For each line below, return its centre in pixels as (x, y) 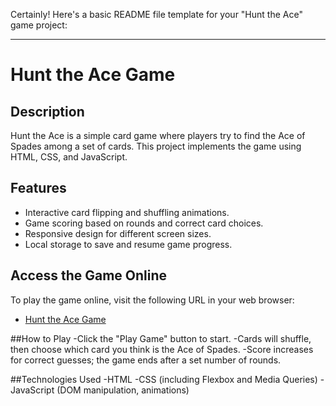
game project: (39, 25)
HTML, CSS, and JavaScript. (69, 157)
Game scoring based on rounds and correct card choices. (144, 223)
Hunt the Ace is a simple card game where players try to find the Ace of (158, 135)
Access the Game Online (89, 275)
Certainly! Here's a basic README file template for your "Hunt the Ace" (156, 14)
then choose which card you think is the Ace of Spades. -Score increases (162, 349)
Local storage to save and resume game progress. (128, 244)
